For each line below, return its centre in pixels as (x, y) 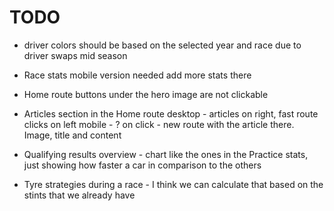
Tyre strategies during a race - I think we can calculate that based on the (173, 184)
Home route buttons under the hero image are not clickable (146, 94)
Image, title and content (72, 135)
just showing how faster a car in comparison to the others (142, 165)
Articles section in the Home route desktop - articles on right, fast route (171, 113)
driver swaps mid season (75, 55)
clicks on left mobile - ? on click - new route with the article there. (159, 124)
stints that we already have (79, 195)
